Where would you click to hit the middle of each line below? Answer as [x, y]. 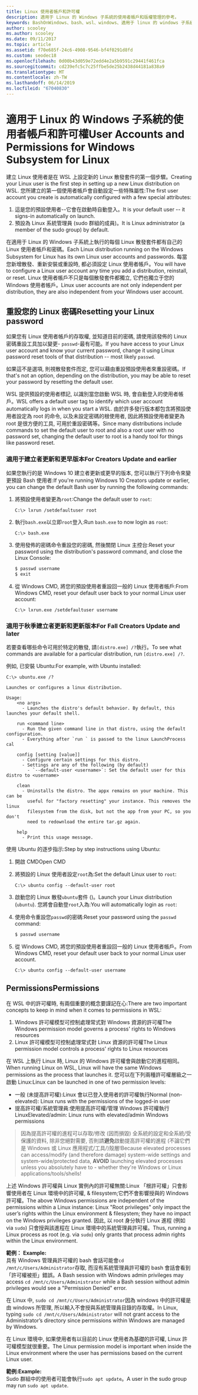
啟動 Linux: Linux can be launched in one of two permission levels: [86, 1082]
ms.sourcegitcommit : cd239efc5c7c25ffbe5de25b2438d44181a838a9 [85, 66]
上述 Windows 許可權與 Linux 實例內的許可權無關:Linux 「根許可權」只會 [94, 1185]
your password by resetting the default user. [60, 382]
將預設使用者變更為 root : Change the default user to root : [83, 499]
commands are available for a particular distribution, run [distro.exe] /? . [95, 654]
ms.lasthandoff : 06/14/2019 [41, 83]
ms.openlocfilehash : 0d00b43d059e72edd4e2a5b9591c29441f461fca [85, 61]
